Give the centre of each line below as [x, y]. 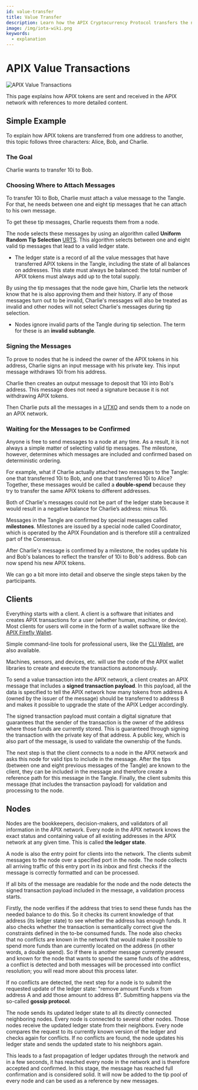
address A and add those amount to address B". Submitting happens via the [98, 995]
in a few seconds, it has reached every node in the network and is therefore [98, 1062]
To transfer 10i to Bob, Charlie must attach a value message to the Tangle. [96, 198]
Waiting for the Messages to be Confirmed [68, 428]
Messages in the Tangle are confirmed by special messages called [87, 520]
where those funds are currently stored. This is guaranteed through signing [97, 728]
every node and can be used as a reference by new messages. [82, 1081]
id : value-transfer [30, 12]
